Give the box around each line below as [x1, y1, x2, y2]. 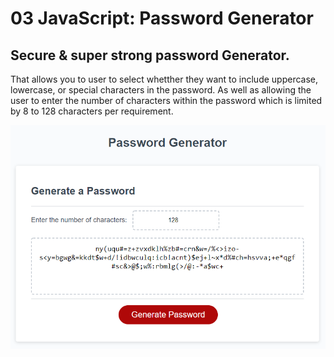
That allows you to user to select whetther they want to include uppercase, [10, 73, 319, 85]
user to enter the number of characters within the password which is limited [10, 95, 323, 106]
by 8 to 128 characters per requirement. [10, 105, 174, 117]
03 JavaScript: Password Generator [10, 7, 314, 30]
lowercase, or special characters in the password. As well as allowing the [10, 84, 312, 96]
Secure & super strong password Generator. [10, 47, 290, 64]
